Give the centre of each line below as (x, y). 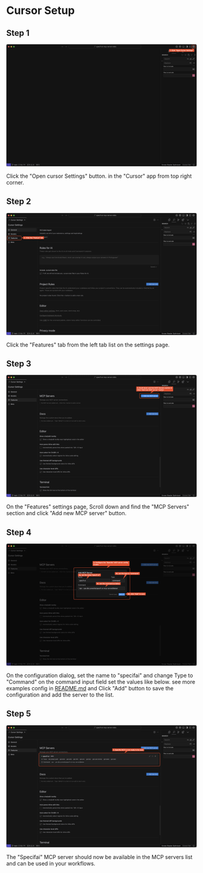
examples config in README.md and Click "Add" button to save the (90, 688)
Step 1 (18, 33)
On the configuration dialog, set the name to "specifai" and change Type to (100, 675)
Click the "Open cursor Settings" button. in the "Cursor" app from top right (99, 176)
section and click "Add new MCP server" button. (66, 513)
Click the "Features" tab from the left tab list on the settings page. (88, 345)
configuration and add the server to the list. (60, 695)
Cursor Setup (40, 11)
